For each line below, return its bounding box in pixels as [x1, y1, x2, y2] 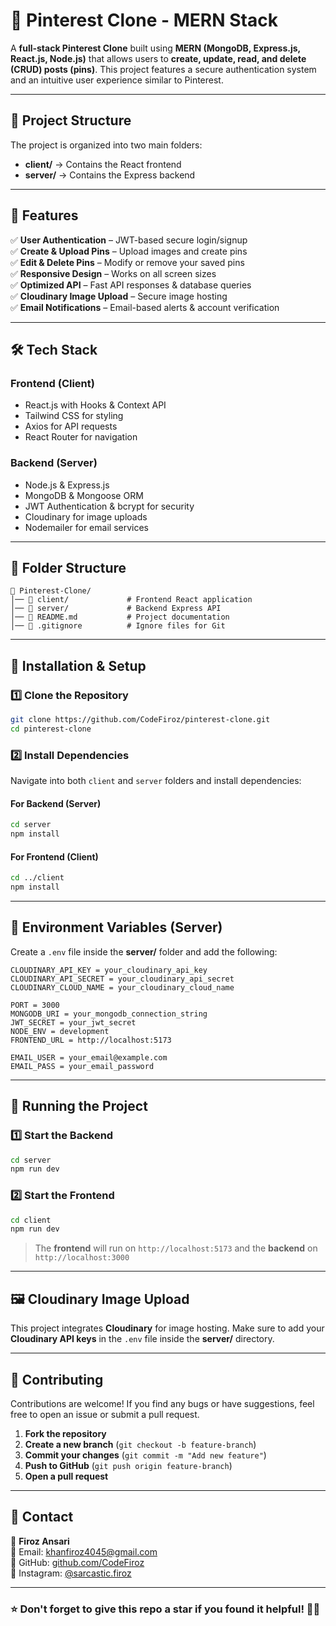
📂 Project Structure [10, 112, 132, 129]
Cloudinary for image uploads [24, 510, 148, 523]
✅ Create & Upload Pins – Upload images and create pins [10, 245, 248, 257]
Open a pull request [24, 1470, 109, 1482]
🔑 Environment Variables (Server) [10, 919, 223, 936]
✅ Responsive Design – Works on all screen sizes [10, 267, 217, 279]
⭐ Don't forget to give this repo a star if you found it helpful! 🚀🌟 [10, 1602, 321, 1616]
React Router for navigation [24, 431, 138, 443]
